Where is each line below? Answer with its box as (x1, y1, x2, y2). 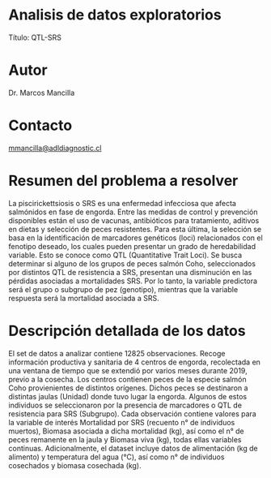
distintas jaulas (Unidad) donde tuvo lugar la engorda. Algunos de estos (8, 391, 248, 401)
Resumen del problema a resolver (8, 172, 239, 190)
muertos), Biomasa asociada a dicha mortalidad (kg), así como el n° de (8, 426, 244, 436)
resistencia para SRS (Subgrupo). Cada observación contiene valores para (8, 408, 256, 419)
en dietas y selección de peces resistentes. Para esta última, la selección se (8, 224, 261, 234)
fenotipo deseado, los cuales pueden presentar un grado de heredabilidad (8, 241, 256, 251)
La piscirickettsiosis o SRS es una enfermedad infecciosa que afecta (8, 198, 237, 208)
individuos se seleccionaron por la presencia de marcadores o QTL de (8, 400, 243, 410)
